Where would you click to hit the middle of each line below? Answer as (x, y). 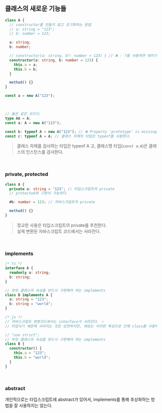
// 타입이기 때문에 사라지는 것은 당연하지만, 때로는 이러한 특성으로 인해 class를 (75, 326)
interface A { (19, 268)
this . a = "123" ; (30, 353)
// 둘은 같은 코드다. (23, 114)
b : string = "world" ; (31, 304)
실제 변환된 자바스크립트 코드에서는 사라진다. (59, 231)
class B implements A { (29, 295)
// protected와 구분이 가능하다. (39, 193)
